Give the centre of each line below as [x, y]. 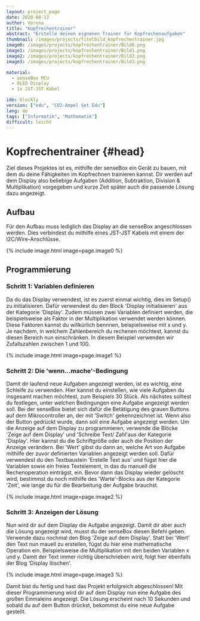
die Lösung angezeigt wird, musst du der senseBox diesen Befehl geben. [96, 532]
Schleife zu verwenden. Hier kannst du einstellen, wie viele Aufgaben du [95, 390]
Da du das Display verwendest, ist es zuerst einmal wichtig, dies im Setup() [99, 299]
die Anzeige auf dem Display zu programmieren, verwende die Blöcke [92, 428]
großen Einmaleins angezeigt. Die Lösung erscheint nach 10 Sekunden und [98, 599]
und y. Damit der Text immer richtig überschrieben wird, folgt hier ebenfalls [99, 557]
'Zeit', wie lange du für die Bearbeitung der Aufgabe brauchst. [82, 485]
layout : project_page [33, 12]
